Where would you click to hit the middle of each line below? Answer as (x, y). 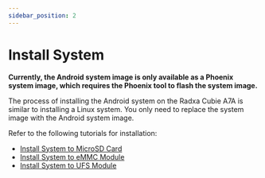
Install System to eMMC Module (72, 157)
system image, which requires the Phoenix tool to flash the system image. (133, 85)
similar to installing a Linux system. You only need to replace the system (126, 109)
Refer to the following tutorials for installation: (83, 133)
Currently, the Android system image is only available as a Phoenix (121, 77)
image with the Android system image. (71, 118)
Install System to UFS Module (68, 165)
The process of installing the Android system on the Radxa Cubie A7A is (126, 101)
